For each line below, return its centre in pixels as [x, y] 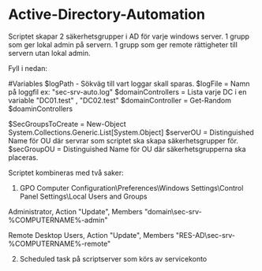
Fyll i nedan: [28, 68]
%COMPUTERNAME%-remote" [60, 243]
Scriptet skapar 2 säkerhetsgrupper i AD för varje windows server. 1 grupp [129, 36]
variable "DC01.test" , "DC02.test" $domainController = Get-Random [120, 100]
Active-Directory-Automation [107, 15]
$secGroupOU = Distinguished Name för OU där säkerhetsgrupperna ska [127, 149]
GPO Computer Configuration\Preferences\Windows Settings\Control [131, 187]
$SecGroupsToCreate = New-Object [67, 124]
